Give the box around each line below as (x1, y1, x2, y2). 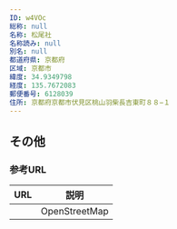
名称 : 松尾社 (9, 30, 52, 39)
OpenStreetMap (40, 205, 109, 218)
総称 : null (9, 22, 48, 31)
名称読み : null (9, 38, 62, 48)
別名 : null (9, 47, 48, 56)
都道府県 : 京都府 (9, 55, 65, 65)
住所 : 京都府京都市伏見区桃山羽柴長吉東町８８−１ (9, 97, 171, 107)
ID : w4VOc (9, 13, 47, 23)
